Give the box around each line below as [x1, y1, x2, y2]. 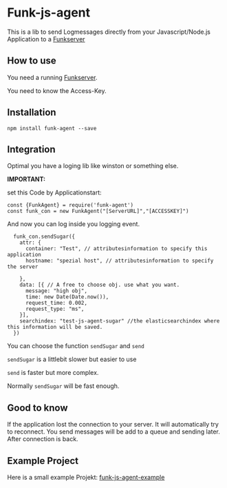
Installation [7, 107, 56, 119]
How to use [7, 55, 56, 67]
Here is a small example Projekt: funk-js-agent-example [7, 474, 165, 481]
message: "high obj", [25, 287, 88, 294]
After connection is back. [7, 435, 78, 443]
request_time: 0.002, [25, 300, 88, 307]
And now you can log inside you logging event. [7, 220, 140, 228]
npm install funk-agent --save [7, 125, 97, 132]
